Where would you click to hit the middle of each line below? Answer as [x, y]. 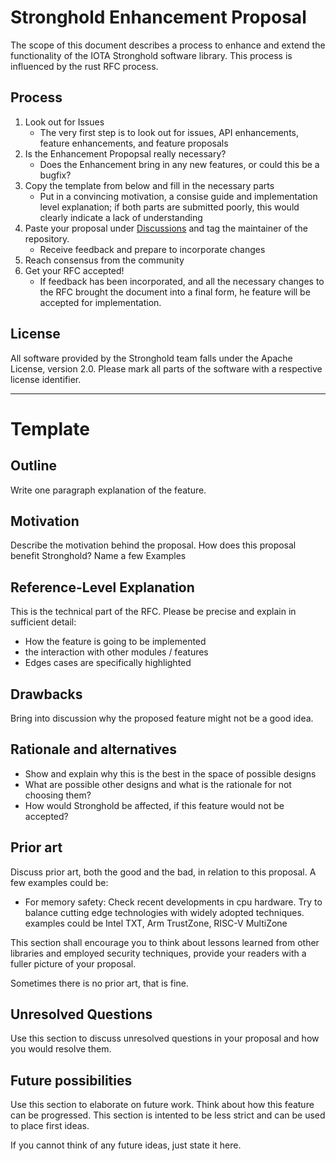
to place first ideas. [50, 1126]
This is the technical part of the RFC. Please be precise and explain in [153, 612]
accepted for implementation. [100, 302]
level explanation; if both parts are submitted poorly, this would [169, 207]
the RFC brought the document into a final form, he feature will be [175, 292]
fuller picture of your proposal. [73, 963]
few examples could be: [59, 882]
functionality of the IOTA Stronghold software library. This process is [151, 55]
